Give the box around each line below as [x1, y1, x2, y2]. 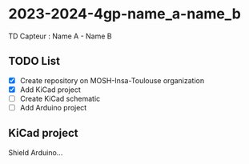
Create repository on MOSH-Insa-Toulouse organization [19, 75, 205, 85]
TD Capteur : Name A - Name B [8, 31, 112, 41]
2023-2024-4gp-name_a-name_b [8, 5, 242, 23]
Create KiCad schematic [19, 94, 101, 103]
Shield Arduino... [8, 147, 63, 157]
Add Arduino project [19, 102, 87, 112]
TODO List [8, 54, 60, 68]
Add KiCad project [19, 85, 82, 94]
